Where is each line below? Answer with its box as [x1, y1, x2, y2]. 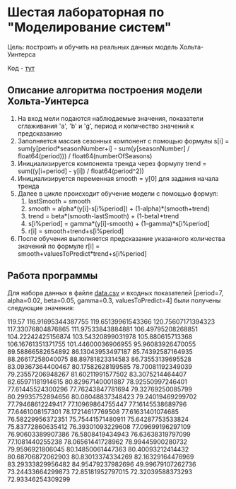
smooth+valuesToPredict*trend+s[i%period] [17, 249, 147, 258]
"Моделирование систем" [7, 19, 172, 35]
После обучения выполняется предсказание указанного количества [17, 234, 225, 242]
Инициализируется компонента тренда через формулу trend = [17, 159, 207, 167]
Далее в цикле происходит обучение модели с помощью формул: [17, 189, 218, 198]
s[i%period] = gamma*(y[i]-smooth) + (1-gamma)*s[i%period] [28, 219, 210, 228]
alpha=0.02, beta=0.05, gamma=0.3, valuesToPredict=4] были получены [7, 296, 221, 305]
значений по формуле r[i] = [17, 242, 100, 250]
